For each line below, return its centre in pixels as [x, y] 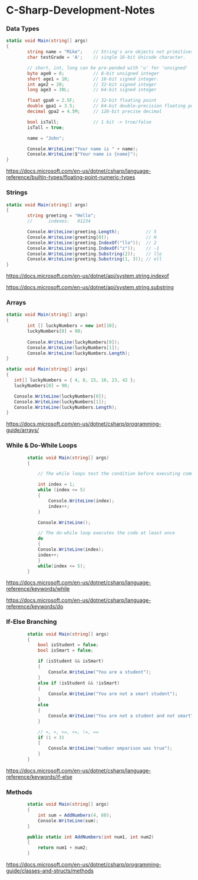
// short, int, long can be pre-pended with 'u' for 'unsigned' [108, 68]
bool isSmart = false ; [65, 651]
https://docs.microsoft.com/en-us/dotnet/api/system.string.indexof [88, 276]
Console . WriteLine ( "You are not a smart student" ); [113, 694]
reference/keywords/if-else [39, 777]
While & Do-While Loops [42, 445]
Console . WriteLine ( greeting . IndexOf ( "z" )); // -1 [93, 248]
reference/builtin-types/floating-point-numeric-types [71, 177]
